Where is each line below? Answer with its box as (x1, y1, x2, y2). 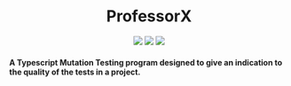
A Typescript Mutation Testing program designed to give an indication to (9, 57, 283, 67)
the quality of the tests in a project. (9, 66, 141, 77)
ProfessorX (106, 6, 193, 27)
